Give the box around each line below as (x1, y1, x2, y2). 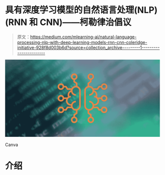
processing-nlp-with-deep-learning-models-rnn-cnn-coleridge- (17, 39, 147, 45)
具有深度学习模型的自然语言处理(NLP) (5, 4, 158, 16)
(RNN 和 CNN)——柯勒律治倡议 (5, 17, 132, 28)
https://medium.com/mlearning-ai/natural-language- (30, 34, 137, 40)
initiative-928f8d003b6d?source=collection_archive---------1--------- (17, 45, 160, 50)
